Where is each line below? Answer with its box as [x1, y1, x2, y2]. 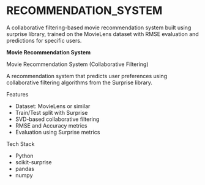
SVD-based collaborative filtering [15, 115, 100, 123]
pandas [15, 165, 35, 172]
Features [6, 90, 29, 98]
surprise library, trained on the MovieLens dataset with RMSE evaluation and [6, 30, 199, 37]
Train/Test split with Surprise [15, 109, 88, 116]
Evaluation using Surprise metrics [15, 128, 100, 136]
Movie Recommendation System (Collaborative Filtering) [6, 60, 149, 68]
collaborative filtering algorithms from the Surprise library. [6, 79, 153, 86]
